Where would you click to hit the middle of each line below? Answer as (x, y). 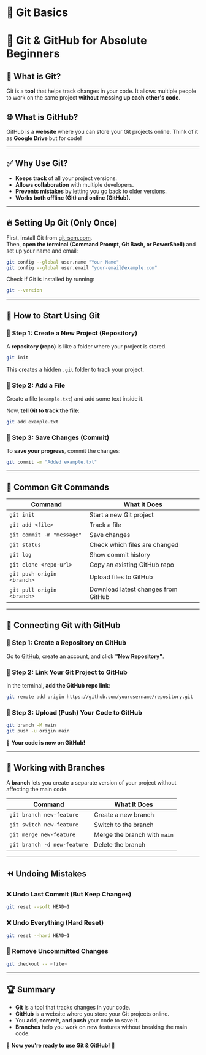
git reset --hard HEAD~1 (38, 935)
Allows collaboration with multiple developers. (74, 184)
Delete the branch (120, 844)
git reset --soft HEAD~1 (38, 907)
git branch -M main (31, 725)
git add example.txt (33, 422)
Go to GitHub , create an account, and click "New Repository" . (85, 656)
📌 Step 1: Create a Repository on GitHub (67, 643)
